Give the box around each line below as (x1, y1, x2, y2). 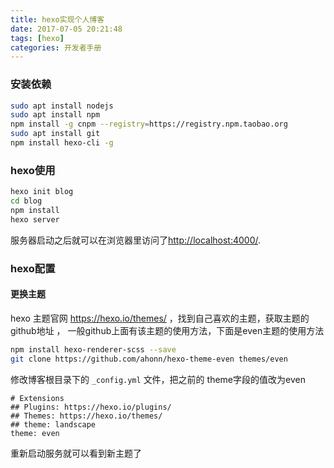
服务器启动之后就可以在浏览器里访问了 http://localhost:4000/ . (10, 234, 262, 246)
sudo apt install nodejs (10, 101, 114, 111)
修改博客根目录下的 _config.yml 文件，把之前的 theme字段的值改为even (10, 373, 306, 385)
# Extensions (10, 393, 65, 403)
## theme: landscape (10, 419, 97, 430)
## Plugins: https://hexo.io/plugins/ (10, 402, 172, 412)
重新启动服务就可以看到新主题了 (10, 447, 142, 459)
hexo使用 (10, 163, 56, 177)
